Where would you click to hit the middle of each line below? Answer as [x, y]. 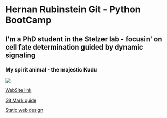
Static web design [24, 110]
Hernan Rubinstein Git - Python [73, 9]
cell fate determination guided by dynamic [74, 47]
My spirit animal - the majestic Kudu [51, 69]
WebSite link [18, 90]
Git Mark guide [21, 100]
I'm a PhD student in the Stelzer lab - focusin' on [84, 39]
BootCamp [28, 20]
